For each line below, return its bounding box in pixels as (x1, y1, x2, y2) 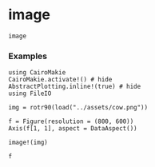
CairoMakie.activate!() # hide (8, 76, 113, 84)
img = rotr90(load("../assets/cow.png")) (8, 104, 149, 112)
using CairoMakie (8, 69, 66, 77)
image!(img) (8, 138, 48, 147)
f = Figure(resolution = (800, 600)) (8, 117, 134, 125)
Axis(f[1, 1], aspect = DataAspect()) (8, 125, 137, 133)
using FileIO (8, 89, 52, 97)
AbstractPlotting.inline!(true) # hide (8, 82, 141, 91)
